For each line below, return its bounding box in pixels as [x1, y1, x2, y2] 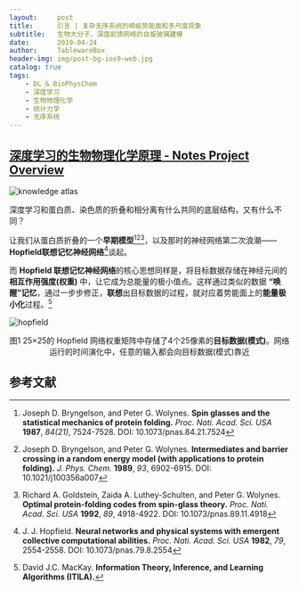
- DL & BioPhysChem [25, 79, 98, 88]
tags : [9, 71, 29, 80]
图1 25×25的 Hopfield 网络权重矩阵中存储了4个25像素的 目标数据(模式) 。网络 [9, 335, 290, 346]
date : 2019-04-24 [9, 37, 98, 47]
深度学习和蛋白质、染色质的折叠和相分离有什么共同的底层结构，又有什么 [9, 204, 274, 215]
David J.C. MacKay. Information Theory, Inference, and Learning [21, 562, 264, 572]
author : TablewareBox [9, 46, 105, 55]
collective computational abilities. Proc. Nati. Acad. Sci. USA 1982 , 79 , [21, 535, 287, 546]
